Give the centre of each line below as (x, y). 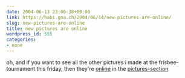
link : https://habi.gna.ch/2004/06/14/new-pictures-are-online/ (89, 17)
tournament (21, 68)
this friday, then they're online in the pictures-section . (103, 68)
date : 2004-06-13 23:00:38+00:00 (48, 12)
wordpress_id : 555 (29, 34)
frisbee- (169, 62)
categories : (21, 40)
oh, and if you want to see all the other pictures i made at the (82, 62)
